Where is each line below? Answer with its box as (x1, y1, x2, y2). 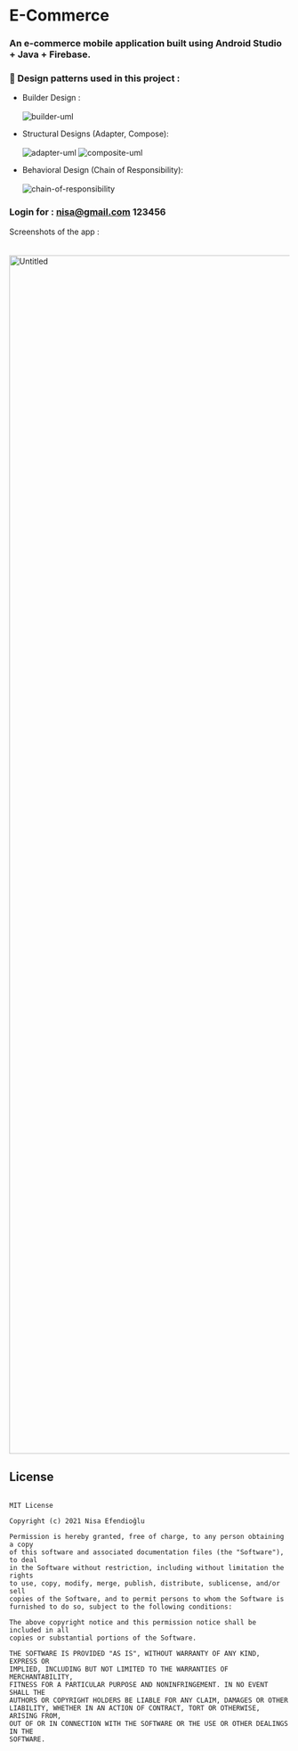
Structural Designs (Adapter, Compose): (21, 128, 169, 139)
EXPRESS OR (9, 1657, 50, 1665)
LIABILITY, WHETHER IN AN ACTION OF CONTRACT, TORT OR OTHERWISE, (9, 1703, 261, 1713)
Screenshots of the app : (9, 226, 100, 237)
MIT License (9, 1501, 53, 1510)
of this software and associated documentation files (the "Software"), (9, 1547, 285, 1557)
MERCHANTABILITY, (9, 1672, 74, 1682)
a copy (9, 1540, 34, 1549)
